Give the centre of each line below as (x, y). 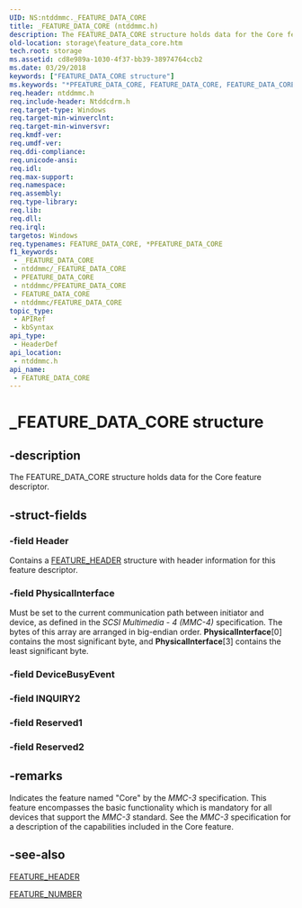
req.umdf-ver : (36, 143)
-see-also (37, 855)
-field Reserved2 (47, 747)
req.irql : (28, 227)
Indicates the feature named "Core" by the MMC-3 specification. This (138, 797)
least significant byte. (49, 651)
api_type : (28, 336)
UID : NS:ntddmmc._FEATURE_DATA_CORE (78, 18)
